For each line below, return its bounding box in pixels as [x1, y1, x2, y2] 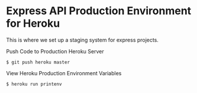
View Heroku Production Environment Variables [6, 69, 122, 76]
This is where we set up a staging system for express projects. [6, 36, 159, 43]
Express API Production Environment [6, 4, 192, 18]
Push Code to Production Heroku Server [6, 47, 105, 54]
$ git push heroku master [6, 59, 70, 65]
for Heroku [6, 17, 60, 30]
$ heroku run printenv [6, 81, 62, 87]
